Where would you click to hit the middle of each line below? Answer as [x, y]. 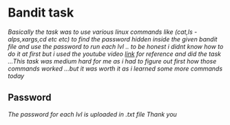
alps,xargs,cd [27, 39]
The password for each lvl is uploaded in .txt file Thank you [93, 114]
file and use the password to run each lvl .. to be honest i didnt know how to [116, 46]
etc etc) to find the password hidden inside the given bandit [133, 39]
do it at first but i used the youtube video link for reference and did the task [114, 54]
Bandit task [41, 13]
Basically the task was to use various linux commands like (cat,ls [101, 32]
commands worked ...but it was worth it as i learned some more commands [115, 68]
